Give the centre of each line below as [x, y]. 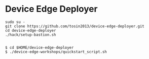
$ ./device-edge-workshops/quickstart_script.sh [56, 52]
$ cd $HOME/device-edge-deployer [39, 47]
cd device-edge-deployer [31, 30]
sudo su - [15, 22]
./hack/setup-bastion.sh [31, 35]
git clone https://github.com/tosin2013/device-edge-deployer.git [75, 26]
